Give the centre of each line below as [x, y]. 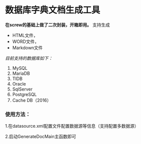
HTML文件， [25, 35]
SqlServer [22, 89]
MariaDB [21, 73]
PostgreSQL [24, 94]
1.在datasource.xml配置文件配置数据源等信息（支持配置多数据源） [72, 126]
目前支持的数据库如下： [29, 58]
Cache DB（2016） [32, 100]
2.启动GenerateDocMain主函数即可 [41, 137]
